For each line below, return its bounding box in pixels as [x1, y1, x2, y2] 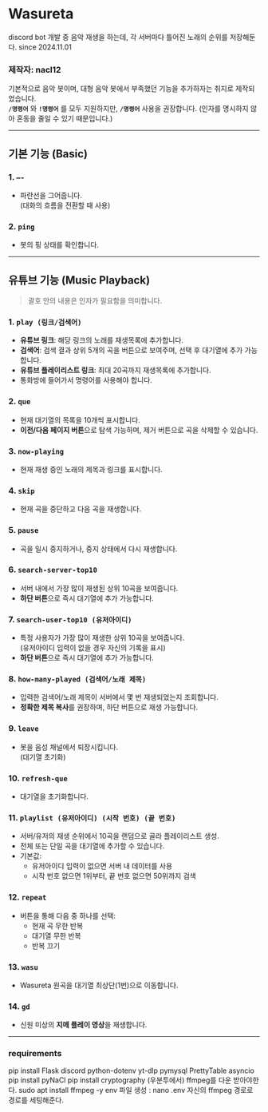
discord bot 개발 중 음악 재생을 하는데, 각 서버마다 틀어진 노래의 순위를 [8, 32, 229, 42]
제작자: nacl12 [8, 64, 61, 75]
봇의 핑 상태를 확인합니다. [19, 240, 100, 250]
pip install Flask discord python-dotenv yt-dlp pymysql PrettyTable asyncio [8, 1066, 255, 1075]
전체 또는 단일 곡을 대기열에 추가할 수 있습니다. [19, 841, 165, 851]
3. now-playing [8, 445, 65, 456]
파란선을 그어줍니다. [19, 190, 82, 200]
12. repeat [8, 892, 47, 903]
